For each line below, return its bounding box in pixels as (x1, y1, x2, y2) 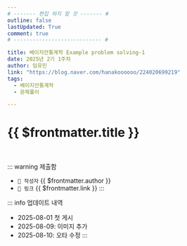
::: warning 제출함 (7, 162, 57, 171)
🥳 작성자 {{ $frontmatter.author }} (17, 176, 111, 185)
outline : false (7, 17, 52, 24)
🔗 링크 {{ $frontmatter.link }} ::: (17, 184, 105, 193)
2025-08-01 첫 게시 (17, 214, 74, 222)
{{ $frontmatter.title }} (7, 124, 140, 141)
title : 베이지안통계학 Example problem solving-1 (7, 49, 146, 56)
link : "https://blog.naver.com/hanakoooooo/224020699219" (7, 68, 181, 76)
